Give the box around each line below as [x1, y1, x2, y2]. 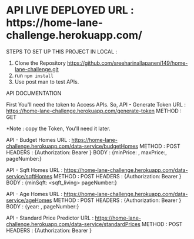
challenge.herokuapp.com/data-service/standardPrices [6, 220, 141, 227]
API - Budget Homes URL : [6, 136, 71, 143]
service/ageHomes [6, 197, 52, 204]
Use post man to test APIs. [14, 78, 79, 85]
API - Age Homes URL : [6, 190, 63, 197]
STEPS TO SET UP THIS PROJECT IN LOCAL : [6, 48, 118, 55]
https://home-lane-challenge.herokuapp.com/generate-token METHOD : [6, 107, 182, 114]
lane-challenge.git [14, 65, 59, 72]
